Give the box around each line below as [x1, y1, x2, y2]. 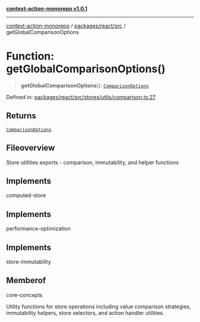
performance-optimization [6, 225, 71, 232]
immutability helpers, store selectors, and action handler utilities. [6, 309, 165, 316]
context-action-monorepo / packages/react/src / [6, 22, 126, 29]
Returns [6, 111, 37, 121]
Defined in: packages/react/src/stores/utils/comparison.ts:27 [6, 93, 156, 100]
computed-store [6, 192, 46, 199]
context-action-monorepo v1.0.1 [6, 5, 87, 12]
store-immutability [6, 258, 52, 265]
